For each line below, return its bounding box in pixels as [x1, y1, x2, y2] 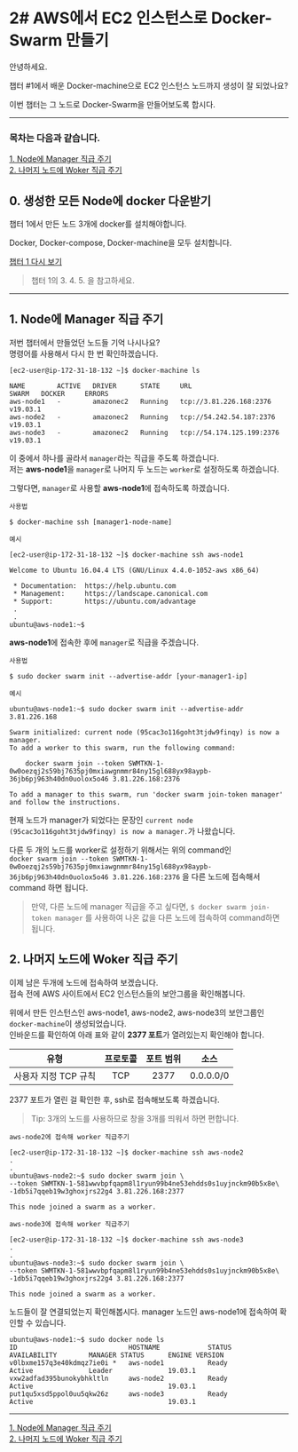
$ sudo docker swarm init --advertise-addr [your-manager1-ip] [9, 671, 248, 680]
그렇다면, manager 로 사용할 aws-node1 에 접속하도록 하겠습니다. [9, 482, 231, 493]
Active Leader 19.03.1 [9, 1366, 197, 1375]
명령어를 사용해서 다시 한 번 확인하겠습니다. [9, 348, 159, 359]
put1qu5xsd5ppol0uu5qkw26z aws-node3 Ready [9, 1389, 228, 1399]
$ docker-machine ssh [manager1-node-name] [9, 517, 173, 527]
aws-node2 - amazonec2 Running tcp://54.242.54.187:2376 [9, 412, 276, 422]
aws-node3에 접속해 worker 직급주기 [9, 1219, 130, 1228]
